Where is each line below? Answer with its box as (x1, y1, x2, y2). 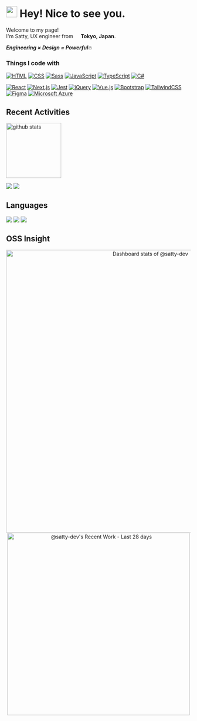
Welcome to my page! (6, 26, 59, 33)
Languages (6, 200, 48, 211)
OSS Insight (6, 234, 50, 244)
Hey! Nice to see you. (19, 7, 126, 21)
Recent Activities (6, 107, 70, 117)
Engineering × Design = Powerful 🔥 (6, 44, 92, 51)
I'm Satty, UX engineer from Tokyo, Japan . (6, 32, 116, 39)
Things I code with (6, 59, 60, 67)
